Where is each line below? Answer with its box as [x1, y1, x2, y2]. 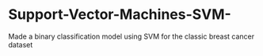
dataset [8, 39, 33, 49]
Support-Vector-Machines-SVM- [8, 6, 231, 24]
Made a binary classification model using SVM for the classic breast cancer [8, 32, 255, 41]
